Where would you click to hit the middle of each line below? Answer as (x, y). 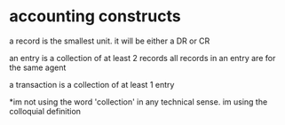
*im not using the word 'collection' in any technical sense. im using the (139, 102)
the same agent (38, 67)
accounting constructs (95, 16)
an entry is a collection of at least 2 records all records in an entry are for (142, 58)
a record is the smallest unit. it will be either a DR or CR (110, 41)
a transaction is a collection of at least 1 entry (92, 84)
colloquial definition (45, 111)
